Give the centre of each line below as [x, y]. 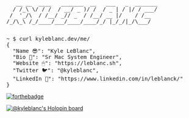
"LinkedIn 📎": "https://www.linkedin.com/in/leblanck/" [98, 79]
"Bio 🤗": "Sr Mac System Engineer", [67, 57]
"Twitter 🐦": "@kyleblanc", [56, 70]
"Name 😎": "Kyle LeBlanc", [54, 51]
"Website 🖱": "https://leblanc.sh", [67, 63]
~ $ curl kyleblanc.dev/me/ [48, 39]
